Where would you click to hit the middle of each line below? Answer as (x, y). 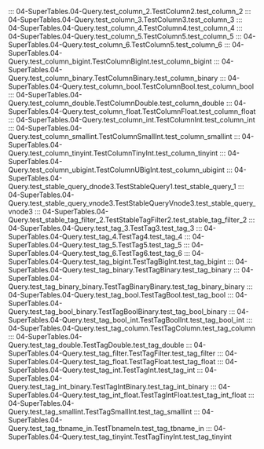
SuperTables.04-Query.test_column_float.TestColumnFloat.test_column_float (132, 111)
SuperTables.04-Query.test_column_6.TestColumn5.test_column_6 (115, 45)
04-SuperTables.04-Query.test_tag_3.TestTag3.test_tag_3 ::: (105, 228)
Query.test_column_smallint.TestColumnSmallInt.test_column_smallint (120, 136)
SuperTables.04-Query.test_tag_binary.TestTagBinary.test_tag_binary (120, 270)
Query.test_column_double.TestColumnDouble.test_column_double (116, 103)
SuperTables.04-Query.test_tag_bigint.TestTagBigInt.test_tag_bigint (117, 261)
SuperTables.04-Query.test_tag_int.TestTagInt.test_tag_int (102, 370)
